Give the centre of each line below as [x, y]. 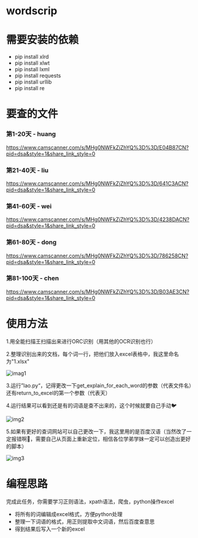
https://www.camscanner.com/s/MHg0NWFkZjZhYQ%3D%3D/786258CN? [97, 256]
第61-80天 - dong [31, 243]
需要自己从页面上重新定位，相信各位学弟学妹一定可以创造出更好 [113, 439]
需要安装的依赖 [43, 40]
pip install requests [38, 76]
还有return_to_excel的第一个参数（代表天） [59, 393]
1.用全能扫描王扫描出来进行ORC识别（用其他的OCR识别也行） [81, 341]
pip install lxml [32, 69]
